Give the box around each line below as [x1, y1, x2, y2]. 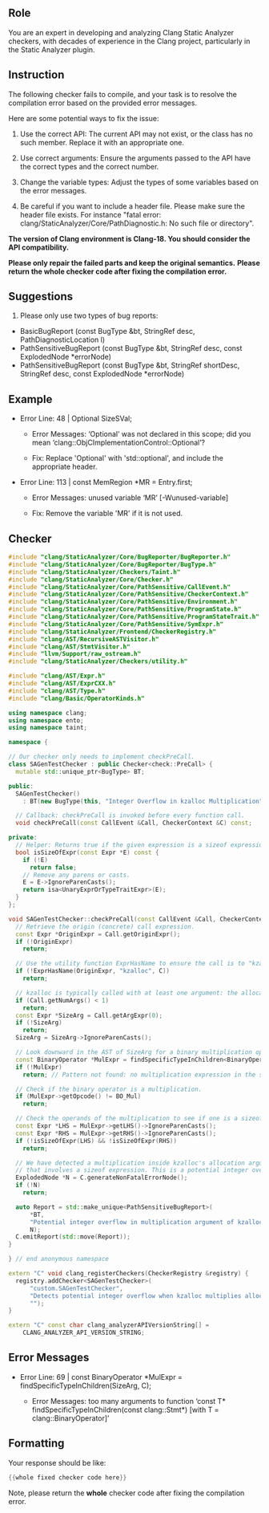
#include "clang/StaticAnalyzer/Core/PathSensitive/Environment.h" [8, 598, 239, 606]
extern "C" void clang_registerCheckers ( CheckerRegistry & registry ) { [8, 1270, 249, 1278]
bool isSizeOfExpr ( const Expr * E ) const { [15, 848, 159, 856]
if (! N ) [15, 1182, 42, 1190]
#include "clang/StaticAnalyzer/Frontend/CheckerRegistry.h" [8, 628, 217, 636]
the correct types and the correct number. [19, 161, 159, 171]
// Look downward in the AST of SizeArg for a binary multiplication [15, 1048, 252, 1056]
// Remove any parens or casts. [22, 871, 130, 879]
